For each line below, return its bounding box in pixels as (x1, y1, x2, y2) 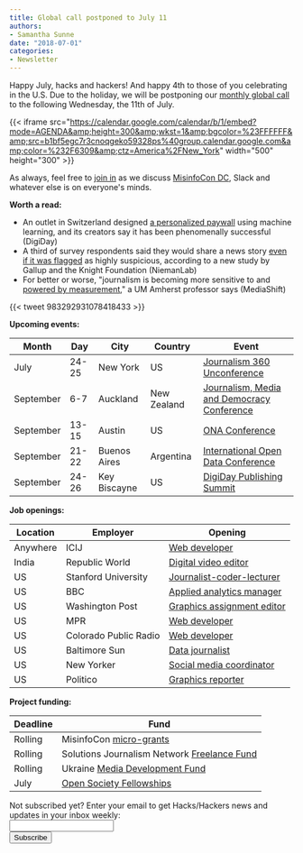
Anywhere (14, 542, 58, 554)
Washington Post (66, 601, 138, 612)
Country (153, 340, 191, 353)
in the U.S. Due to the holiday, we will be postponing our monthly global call (9, 89, 290, 100)
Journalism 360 (202, 355, 271, 368)
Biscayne (97, 482, 138, 494)
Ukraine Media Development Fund (61, 763, 206, 775)
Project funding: (9, 696, 72, 707)
